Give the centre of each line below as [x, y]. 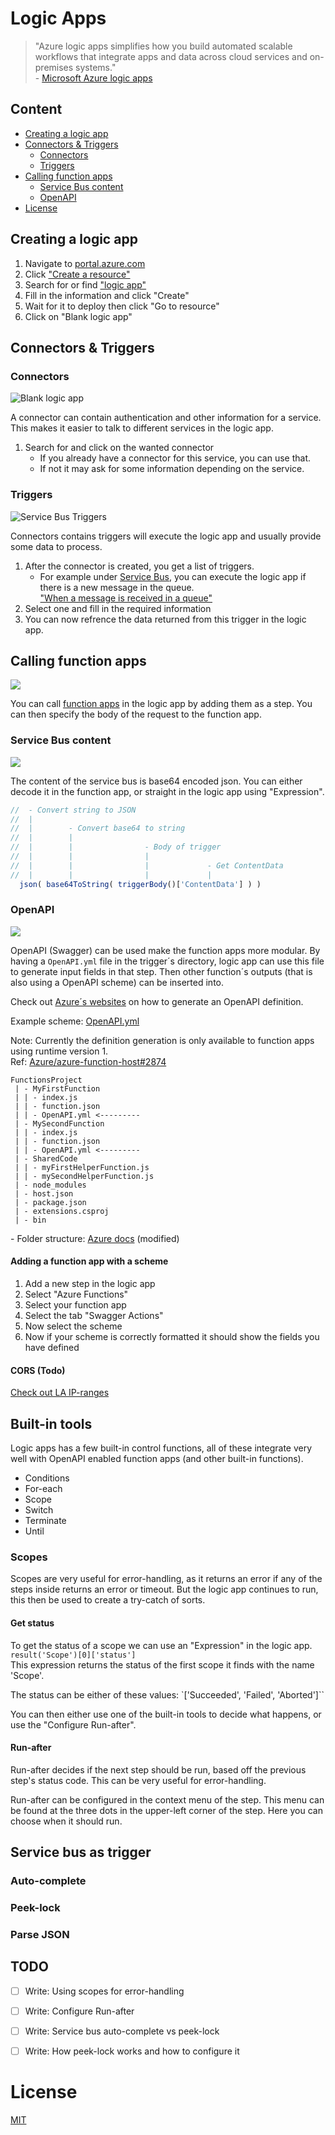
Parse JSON [40, 1934]
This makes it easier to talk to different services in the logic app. [142, 428]
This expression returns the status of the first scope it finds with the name [162, 1664]
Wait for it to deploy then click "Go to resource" [122, 306]
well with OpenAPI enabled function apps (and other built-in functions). [157, 1459]
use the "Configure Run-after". [73, 1724]
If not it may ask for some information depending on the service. [172, 469]
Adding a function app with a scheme [89, 1261]
